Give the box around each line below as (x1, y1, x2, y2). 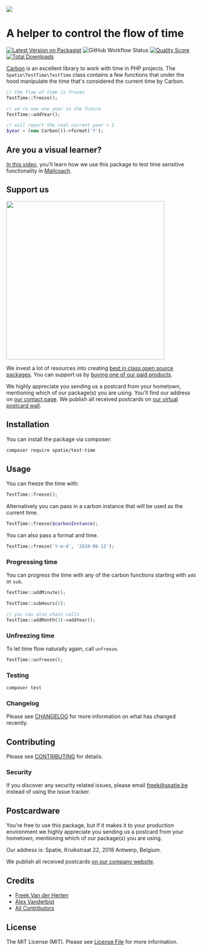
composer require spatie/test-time (6, 447, 96, 453)
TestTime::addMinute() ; (6, 590, 66, 596)
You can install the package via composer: (6, 436, 112, 443)
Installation (6, 419, 49, 430)
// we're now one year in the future (6, 106, 101, 112)
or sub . (6, 578, 23, 585)
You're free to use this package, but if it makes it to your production (6, 822, 174, 829)
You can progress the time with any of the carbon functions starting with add (6, 572, 196, 579)
